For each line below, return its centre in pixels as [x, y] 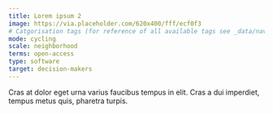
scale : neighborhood [43, 46]
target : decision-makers [50, 69]
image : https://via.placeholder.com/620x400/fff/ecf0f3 [105, 24]
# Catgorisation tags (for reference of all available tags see [119, 31]
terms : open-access [41, 54]
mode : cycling [32, 39]
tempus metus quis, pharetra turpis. [68, 101]
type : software [34, 62]
